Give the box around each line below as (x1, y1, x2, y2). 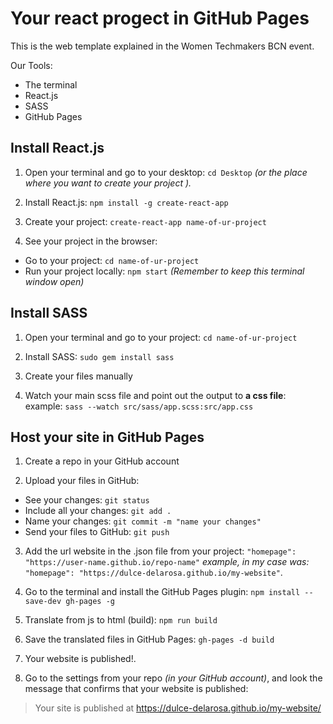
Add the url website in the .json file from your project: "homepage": (24, 545, 297, 557)
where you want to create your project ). (24, 177, 192, 189)
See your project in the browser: (24, 235, 158, 247)
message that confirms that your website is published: (24, 683, 249, 695)
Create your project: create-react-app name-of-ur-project (24, 215, 267, 227)
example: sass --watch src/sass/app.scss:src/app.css (24, 400, 254, 412)
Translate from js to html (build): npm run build (24, 614, 218, 626)
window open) (24, 275, 85, 287)
